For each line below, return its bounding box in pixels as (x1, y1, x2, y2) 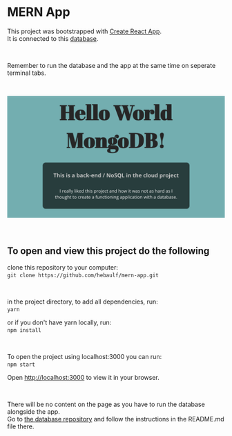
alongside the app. (7, 408, 60, 416)
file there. (7, 422, 35, 430)
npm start (7, 361, 36, 368)
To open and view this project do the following (7, 245, 210, 256)
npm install (7, 327, 41, 334)
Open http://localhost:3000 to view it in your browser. (7, 374, 160, 382)
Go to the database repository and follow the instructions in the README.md (7, 415, 224, 424)
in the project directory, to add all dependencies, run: (7, 297, 159, 306)
